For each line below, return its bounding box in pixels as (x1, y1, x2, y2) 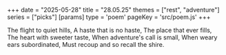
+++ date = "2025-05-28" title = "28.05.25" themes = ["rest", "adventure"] (7, 6, 220, 14)
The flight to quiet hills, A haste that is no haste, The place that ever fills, (7, 26, 212, 34)
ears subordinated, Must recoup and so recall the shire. (7, 41, 165, 48)
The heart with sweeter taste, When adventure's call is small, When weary (7, 33, 218, 41)
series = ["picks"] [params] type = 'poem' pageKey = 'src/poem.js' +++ (7, 13, 211, 21)
